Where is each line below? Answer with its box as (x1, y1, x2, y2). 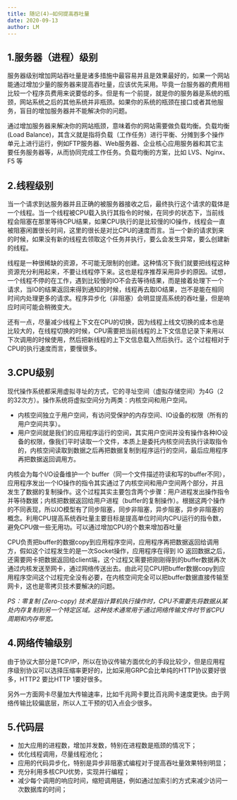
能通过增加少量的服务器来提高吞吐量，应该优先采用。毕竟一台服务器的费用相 (7, 80, 230, 89)
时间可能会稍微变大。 (13, 303, 75, 311)
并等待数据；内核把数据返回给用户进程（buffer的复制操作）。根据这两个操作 (7, 496, 226, 504)
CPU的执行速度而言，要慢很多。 (7, 344, 101, 353)
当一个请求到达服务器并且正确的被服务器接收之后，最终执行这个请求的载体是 (7, 200, 230, 208)
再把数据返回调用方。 (17, 454, 80, 463)
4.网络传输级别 (7, 637, 73, 649)
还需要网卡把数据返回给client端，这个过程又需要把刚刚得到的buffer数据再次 (7, 555, 226, 564)
